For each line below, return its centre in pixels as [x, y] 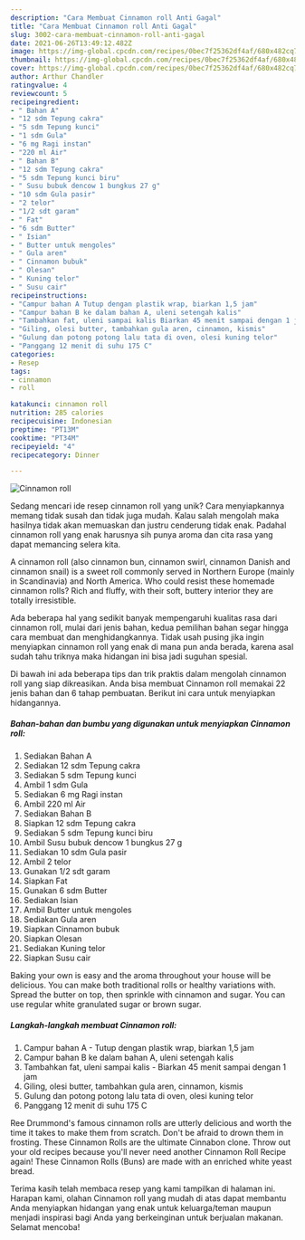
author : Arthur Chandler [57, 77]
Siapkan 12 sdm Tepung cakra [80, 824]
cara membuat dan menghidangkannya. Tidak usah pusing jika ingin [138, 637]
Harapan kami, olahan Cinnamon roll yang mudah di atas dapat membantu [148, 1198]
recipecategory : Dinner [55, 455]
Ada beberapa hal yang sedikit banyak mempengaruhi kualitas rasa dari [144, 618]
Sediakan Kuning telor [64, 949]
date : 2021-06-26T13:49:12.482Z [71, 43]
